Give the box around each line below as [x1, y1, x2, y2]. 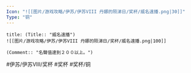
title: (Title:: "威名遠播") [6, 31, 76, 37]
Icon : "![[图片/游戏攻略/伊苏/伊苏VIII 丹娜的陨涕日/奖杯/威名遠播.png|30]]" [6, 8, 186, 15]
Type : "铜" [6, 14, 33, 20]
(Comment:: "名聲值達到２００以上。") [6, 49, 94, 55]
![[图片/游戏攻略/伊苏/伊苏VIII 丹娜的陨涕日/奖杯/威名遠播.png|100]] [6, 38, 167, 44]
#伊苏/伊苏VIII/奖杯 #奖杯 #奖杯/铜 [6, 61, 91, 68]
